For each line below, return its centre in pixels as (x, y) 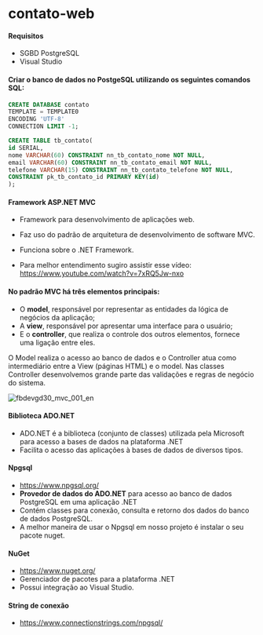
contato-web (51, 14)
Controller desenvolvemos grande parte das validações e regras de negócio (131, 374)
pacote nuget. (42, 535)
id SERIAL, (26, 148)
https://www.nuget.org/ (57, 571)
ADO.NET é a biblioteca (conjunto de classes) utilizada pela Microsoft (132, 433)
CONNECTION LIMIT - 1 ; (44, 126)
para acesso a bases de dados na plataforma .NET (101, 441)
